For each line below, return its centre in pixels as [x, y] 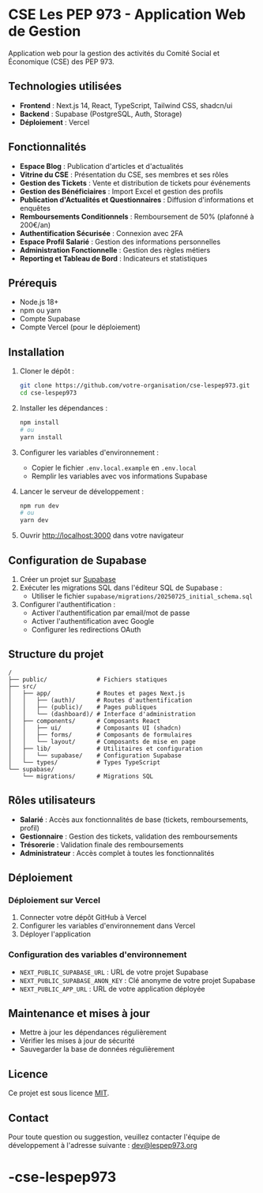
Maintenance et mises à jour [79, 1013]
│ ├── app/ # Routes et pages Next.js [97, 693]
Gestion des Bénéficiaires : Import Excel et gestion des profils [121, 191]
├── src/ [23, 686]
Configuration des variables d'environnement [98, 955]
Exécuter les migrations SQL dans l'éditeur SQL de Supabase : [121, 587]
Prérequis [33, 283]
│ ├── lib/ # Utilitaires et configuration [105, 748]
